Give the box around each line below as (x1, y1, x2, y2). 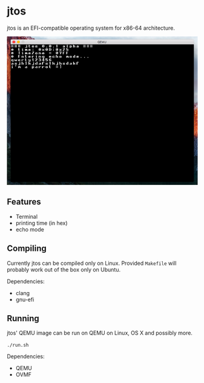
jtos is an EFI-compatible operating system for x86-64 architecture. (7, 24, 175, 32)
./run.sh (7, 342, 29, 348)
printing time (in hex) (15, 219, 68, 227)
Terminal (15, 213, 38, 220)
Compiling (7, 244, 47, 254)
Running (7, 313, 40, 324)
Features (7, 197, 41, 207)
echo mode (15, 225, 44, 233)
